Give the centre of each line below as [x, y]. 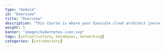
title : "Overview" [24, 18]
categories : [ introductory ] [34, 41]
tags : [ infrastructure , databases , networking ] [55, 37]
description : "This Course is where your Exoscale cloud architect [76, 23]
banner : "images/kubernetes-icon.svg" [45, 32]
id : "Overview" [21, 14]
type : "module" [21, 9]
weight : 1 [15, 28]
